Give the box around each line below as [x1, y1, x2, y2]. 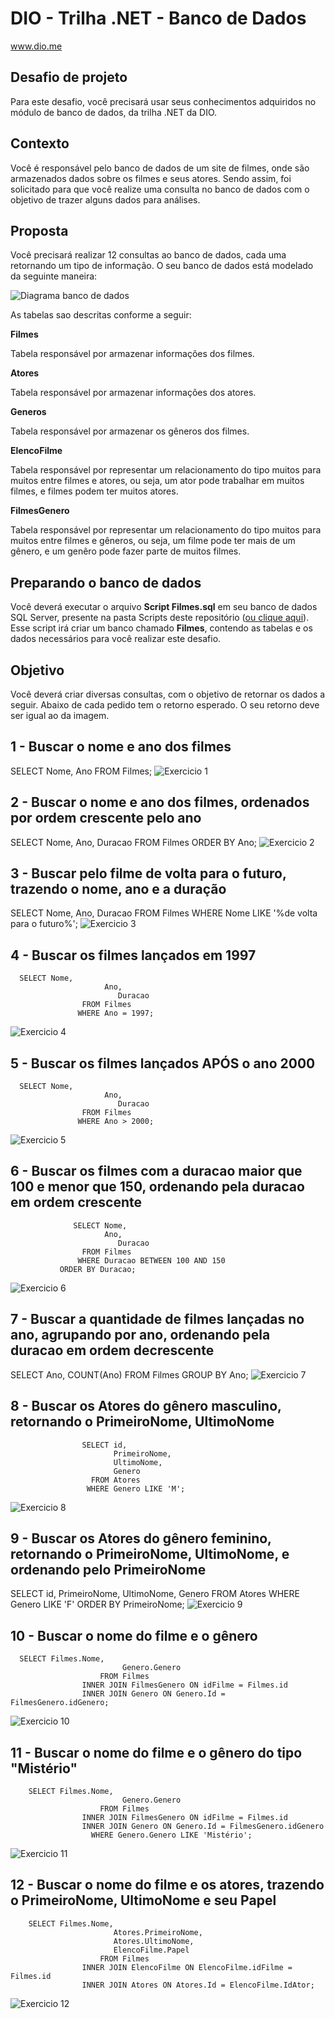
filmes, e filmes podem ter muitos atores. [10, 485, 179, 497]
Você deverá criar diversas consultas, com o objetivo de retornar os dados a [10, 688, 326, 700]
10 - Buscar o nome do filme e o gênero [10, 1627, 258, 1644]
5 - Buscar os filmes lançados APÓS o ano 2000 [10, 1055, 316, 1072]
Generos [10, 406, 47, 418]
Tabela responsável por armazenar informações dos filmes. [10, 348, 255, 360]
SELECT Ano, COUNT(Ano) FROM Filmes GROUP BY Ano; [10, 1368, 249, 1381]
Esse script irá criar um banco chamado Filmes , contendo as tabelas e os [10, 622, 313, 634]
